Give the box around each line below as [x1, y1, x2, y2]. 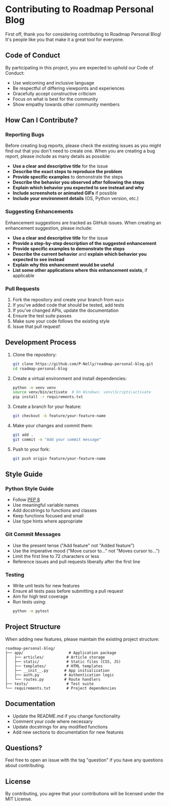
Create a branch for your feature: [12, 404, 82, 410]
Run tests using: [12, 599, 47, 604]
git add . [12, 432, 34, 437]
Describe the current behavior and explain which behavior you [12, 251, 147, 257]
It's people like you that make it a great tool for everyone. [5, 36, 124, 43]
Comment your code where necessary [12, 718, 93, 724]
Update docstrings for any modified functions [12, 723, 108, 730]
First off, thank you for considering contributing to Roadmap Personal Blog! [5, 31, 162, 37]
